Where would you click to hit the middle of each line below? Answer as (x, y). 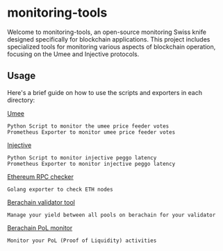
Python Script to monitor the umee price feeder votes (88, 126)
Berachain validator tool (41, 202)
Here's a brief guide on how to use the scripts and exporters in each (105, 92)
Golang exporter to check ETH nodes (60, 189)
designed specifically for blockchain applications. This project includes (109, 39)
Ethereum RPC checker (41, 176)
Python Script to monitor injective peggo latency (82, 157)
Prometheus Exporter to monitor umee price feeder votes (91, 132)
